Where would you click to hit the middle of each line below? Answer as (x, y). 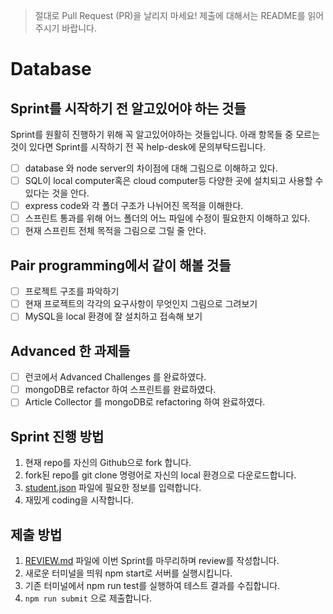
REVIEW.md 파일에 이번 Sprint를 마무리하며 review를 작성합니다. (152, 560)
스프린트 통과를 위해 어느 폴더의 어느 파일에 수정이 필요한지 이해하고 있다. (167, 218)
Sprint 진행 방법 (57, 436)
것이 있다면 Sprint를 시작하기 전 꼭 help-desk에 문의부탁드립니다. (138, 147)
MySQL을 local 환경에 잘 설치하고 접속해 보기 (113, 316)
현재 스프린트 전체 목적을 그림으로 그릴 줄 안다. (115, 231)
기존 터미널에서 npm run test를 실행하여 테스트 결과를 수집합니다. (152, 585)
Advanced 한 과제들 (70, 350)
